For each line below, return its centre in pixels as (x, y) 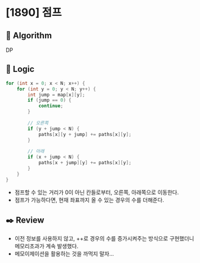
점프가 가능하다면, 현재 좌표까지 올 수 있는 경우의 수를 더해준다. (89, 200)
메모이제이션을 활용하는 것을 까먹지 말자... (64, 254)
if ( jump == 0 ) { (49, 100)
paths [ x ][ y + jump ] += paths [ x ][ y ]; (85, 134)
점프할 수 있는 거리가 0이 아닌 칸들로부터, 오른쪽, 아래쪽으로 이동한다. (97, 192)
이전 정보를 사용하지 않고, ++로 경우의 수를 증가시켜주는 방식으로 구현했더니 (104, 239)
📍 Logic (20, 69)
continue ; (51, 106)
